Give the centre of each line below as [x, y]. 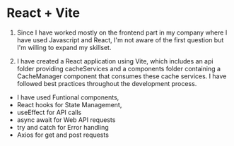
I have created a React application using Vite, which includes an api [115, 61]
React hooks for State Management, [69, 104]
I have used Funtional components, [68, 97]
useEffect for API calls [49, 112]
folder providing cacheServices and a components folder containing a [118, 68]
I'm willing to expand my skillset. [64, 47]
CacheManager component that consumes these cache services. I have [122, 76]
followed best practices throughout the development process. [107, 83]
